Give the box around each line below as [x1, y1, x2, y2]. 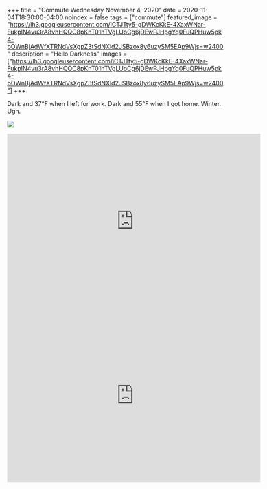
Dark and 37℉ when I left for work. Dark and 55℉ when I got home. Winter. [7, 100, 222, 107]
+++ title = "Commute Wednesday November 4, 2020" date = [7, 6, 182, 14]
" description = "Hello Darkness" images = [7, 50, 128, 58]
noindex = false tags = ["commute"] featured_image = [65, 13, 218, 21]
